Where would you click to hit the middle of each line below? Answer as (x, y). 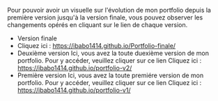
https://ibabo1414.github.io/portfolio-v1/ (74, 90)
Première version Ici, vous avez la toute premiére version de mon (110, 75)
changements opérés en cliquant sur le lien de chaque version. (98, 25)
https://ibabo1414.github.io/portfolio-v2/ (75, 68)
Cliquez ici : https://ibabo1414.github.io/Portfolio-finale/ (96, 46)
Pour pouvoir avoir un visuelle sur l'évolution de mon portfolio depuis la (109, 10)
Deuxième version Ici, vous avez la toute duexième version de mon (113, 53)
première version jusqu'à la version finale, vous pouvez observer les (105, 17)
